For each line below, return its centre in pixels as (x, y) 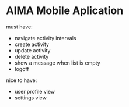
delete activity (32, 56)
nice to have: (22, 80)
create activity (32, 44)
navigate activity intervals (45, 38)
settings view (30, 98)
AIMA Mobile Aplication (65, 11)
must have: (20, 27)
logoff (22, 69)
